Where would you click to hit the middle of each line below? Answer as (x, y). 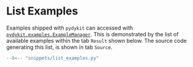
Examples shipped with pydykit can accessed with (70, 28)
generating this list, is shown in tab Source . (59, 47)
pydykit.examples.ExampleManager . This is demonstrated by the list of (93, 34)
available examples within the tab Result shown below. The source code (96, 40)
